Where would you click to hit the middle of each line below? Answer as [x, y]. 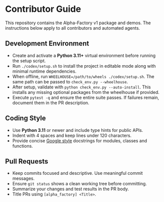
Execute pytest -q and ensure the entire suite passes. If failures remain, [86, 97]
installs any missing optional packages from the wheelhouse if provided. [86, 92]
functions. [22, 146]
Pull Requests [27, 161]
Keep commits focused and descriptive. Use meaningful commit [78, 173]
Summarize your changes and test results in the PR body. [71, 189]
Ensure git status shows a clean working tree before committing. [80, 184]
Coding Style [25, 118]
